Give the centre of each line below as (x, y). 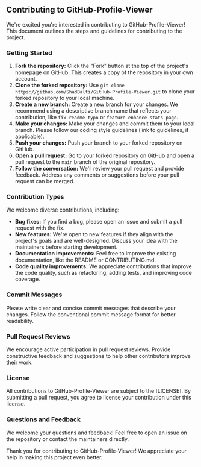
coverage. (27, 279)
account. (26, 79)
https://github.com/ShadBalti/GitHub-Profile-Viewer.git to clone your (105, 92)
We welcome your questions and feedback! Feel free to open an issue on (97, 433)
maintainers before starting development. (66, 247)
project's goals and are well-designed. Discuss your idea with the (96, 241)
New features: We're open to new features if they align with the (94, 234)
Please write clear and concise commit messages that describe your (91, 308)
